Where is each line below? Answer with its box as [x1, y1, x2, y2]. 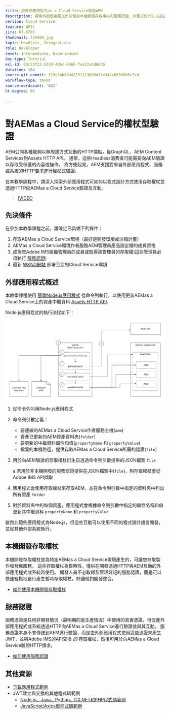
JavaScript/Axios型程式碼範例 [20, 703, 82, 709]
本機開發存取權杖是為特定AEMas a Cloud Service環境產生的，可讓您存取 [5, 556, 156, 563]
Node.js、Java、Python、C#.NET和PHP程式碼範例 [20, 697, 126, 703]
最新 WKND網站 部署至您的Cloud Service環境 [12, 262, 108, 268]
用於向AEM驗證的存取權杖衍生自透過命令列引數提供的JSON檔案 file [12, 457, 156, 463]
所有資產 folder [12, 491, 46, 498]
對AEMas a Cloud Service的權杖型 [5, 118, 150, 130]
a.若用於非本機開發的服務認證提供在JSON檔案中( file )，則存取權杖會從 [12, 468, 161, 474]
